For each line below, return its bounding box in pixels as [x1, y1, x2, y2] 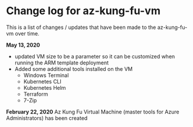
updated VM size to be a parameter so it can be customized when [14, 53, 175, 60]
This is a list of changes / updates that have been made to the [6, 24, 156, 31]
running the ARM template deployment [14, 59, 109, 66]
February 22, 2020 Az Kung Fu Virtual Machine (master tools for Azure [6, 108, 179, 115]
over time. [15, 30, 40, 37]
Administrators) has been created [6, 114, 88, 122]
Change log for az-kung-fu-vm [6, 4, 161, 18]
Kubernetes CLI [23, 78, 62, 85]
